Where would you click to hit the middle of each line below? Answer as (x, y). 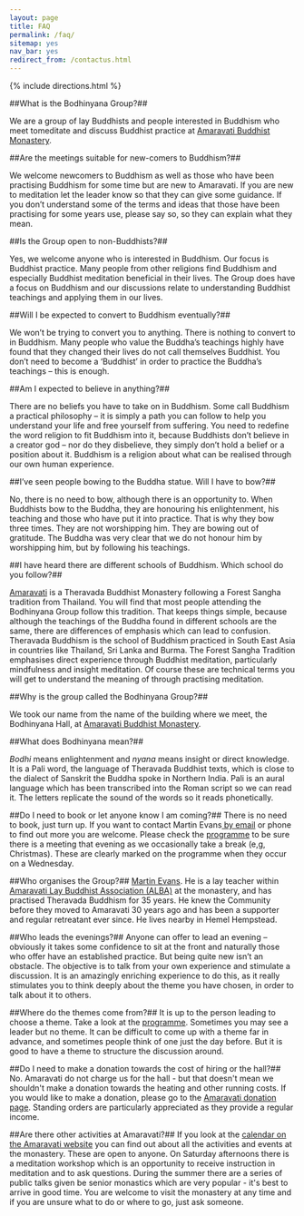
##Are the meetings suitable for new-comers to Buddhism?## (125, 158)
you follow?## (36, 574)
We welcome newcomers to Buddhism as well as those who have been (142, 175)
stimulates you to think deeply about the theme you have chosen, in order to (152, 985)
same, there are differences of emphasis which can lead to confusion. (140, 631)
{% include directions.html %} (66, 86)
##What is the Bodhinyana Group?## (78, 103)
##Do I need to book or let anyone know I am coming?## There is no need (148, 815)
